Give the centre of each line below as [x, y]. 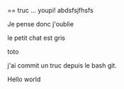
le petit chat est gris [36, 38]
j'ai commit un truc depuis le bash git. [62, 66]
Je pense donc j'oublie [41, 24]
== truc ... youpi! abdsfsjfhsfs [50, 10]
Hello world [24, 79]
